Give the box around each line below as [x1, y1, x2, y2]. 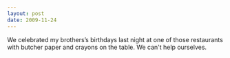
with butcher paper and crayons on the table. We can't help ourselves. [7, 43, 207, 51]
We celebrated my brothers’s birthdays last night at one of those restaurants [7, 35, 224, 43]
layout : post [7, 10, 45, 17]
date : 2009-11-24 [7, 17, 57, 23]
